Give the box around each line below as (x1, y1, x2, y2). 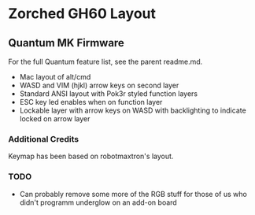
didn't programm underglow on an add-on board (19, 198, 177, 207)
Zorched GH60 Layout (8, 5, 156, 23)
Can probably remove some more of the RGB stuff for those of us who (19, 189, 248, 198)
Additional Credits (8, 133, 79, 144)
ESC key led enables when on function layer (19, 98, 163, 106)
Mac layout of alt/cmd (19, 72, 91, 81)
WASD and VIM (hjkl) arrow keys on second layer (19, 80, 179, 90)
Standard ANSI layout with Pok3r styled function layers (19, 89, 198, 98)
